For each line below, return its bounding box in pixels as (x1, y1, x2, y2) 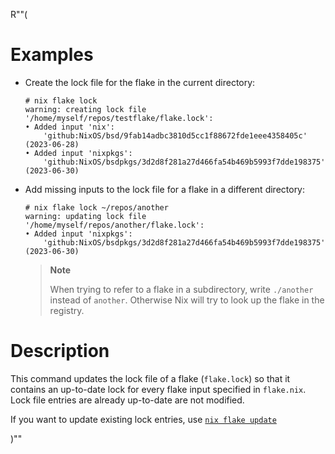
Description (10, 340, 110, 363)
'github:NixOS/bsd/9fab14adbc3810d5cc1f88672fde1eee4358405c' (43, 130, 308, 141)
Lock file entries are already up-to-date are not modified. (10, 394, 245, 406)
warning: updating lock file (24, 211, 147, 221)
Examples (10, 44, 94, 66)
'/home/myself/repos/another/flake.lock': (24, 220, 205, 230)
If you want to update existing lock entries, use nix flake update (10, 413, 277, 425)
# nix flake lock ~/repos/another (24, 202, 169, 213)
